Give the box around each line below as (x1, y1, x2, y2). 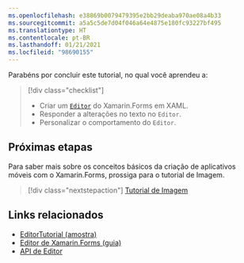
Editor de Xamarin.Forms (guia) (19, 238, 122, 247)
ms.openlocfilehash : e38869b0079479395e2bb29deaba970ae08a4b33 (8, 11, 222, 20)
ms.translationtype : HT (8, 26, 87, 34)
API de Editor (19, 246, 63, 256)
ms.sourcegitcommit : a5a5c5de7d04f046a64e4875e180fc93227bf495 (8, 19, 222, 27)
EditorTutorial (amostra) (19, 229, 97, 238)
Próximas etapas (8, 140, 93, 154)
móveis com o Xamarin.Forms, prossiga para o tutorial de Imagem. (8, 170, 225, 179)
